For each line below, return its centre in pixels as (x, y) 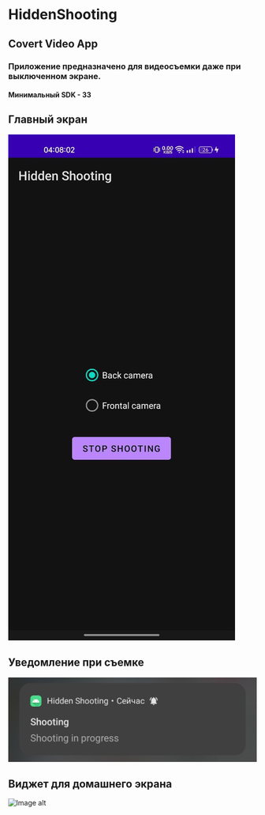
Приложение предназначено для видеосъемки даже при (125, 66)
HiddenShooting (63, 15)
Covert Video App (53, 44)
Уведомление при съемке (76, 663)
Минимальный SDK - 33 (50, 95)
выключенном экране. (54, 76)
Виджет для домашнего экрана (90, 784)
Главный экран (48, 120)
